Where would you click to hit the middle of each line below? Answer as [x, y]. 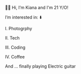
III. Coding [15, 47]
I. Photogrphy [19, 28]
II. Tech [12, 38]
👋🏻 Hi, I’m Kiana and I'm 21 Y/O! [37, 8]
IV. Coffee [15, 57]
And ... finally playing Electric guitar [40, 66]
